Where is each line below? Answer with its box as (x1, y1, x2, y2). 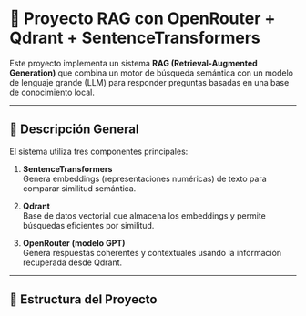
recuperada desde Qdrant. (22, 257, 123, 268)
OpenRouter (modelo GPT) (22, 237, 126, 249)
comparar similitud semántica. (22, 182, 137, 194)
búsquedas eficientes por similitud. (22, 219, 155, 230)
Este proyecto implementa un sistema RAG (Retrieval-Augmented (9, 57, 258, 68)
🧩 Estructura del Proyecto (9, 291, 158, 308)
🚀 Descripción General (9, 122, 139, 138)
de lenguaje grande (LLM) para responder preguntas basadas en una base (9, 76, 290, 87)
